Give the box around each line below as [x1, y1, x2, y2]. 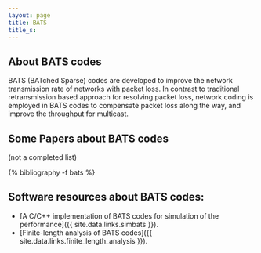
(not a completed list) [8, 153, 77, 161]
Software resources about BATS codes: [8, 190, 205, 204]
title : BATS [8, 19, 47, 27]
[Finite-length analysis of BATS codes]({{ [19, 228, 153, 237]
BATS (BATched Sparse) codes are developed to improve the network [8, 76, 233, 85]
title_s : [8, 26, 37, 34]
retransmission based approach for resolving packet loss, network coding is [8, 92, 254, 102]
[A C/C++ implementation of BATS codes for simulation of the [19, 211, 219, 220]
